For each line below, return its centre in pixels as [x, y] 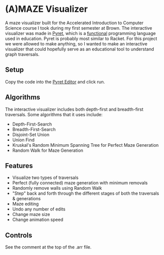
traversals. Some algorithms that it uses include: [54, 114]
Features [19, 166]
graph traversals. [22, 54]
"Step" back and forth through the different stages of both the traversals [85, 193]
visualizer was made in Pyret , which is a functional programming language [81, 33]
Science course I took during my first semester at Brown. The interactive [79, 28]
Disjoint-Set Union [31, 134]
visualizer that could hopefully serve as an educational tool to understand [80, 49]
